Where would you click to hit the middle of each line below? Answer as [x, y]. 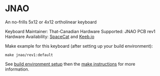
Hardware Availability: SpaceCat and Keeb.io [50, 37]
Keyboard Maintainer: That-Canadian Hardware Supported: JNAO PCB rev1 [80, 31]
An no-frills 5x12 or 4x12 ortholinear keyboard [51, 22]
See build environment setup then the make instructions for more [70, 64]
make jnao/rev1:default [29, 55]
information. [17, 69]
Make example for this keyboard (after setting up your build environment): [79, 46]
